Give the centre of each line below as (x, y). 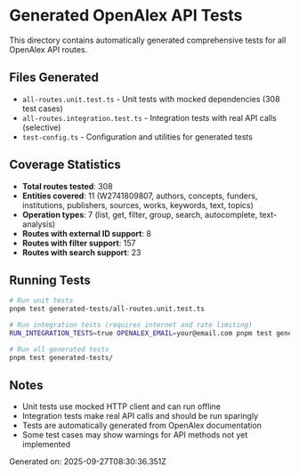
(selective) (41, 127)
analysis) (39, 224)
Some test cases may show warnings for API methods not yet (135, 435)
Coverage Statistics (65, 165)
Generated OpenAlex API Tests (126, 16)
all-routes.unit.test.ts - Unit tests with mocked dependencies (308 (151, 99)
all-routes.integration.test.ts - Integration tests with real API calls (149, 117)
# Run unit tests (41, 301)
